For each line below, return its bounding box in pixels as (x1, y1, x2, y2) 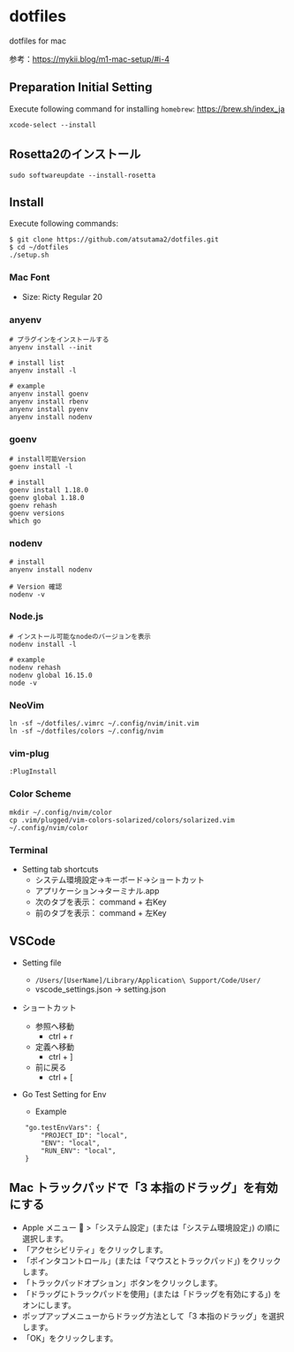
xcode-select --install (9, 120, 97, 129)
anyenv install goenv (9, 389, 89, 398)
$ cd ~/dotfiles (9, 243, 69, 252)
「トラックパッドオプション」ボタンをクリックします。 (21, 1277, 222, 1288)
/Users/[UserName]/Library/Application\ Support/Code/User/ (34, 976, 261, 985)
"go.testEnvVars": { (25, 1123, 101, 1132)
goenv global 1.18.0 (9, 494, 86, 503)
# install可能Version (9, 455, 87, 464)
